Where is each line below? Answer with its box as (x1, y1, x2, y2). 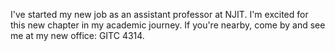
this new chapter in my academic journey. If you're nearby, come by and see (10, 19, 326, 31)
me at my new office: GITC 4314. (10, 30, 145, 41)
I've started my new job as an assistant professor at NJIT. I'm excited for (10, 9, 309, 20)
